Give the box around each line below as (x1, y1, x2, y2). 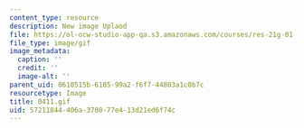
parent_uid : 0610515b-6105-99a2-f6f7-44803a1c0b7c (9, 80, 204, 89)
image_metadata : (9, 47, 71, 56)
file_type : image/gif (9, 38, 91, 48)
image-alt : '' (17, 72, 71, 81)
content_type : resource (9, 13, 100, 23)
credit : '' (17, 64, 59, 73)
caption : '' (17, 55, 63, 64)
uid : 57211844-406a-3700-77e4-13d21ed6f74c (9, 105, 176, 114)
